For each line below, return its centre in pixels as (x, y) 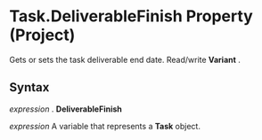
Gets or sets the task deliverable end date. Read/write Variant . (125, 59)
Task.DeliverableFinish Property (131, 16)
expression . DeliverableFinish (66, 109)
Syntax (29, 87)
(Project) (42, 35)
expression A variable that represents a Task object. (105, 126)
